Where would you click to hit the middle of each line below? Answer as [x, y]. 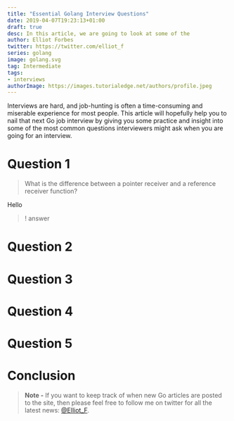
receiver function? [51, 191]
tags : [15, 73]
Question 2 [40, 247]
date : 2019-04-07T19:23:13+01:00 [56, 20]
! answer [37, 218]
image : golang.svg [34, 60]
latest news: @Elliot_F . [57, 410]
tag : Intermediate [34, 66]
